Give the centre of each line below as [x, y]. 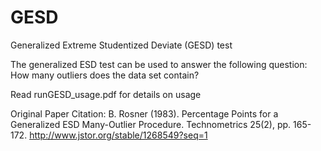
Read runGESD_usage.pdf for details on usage [106, 94]
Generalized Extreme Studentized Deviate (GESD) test [121, 45]
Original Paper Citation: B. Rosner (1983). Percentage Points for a [144, 113]
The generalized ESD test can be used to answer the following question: [159, 64]
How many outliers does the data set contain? [105, 75]
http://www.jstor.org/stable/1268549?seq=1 [118, 135]
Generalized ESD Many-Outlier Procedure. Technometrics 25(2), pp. [151, 124]
